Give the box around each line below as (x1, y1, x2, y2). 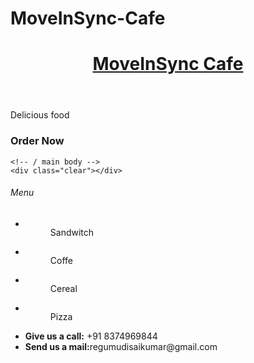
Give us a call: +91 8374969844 (24, 330, 158, 342)
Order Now (10, 134, 65, 148)
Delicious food (10, 109, 70, 121)
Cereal (49, 282, 78, 294)
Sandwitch (49, 226, 95, 238)
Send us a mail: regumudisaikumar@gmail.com (24, 340, 218, 352)
